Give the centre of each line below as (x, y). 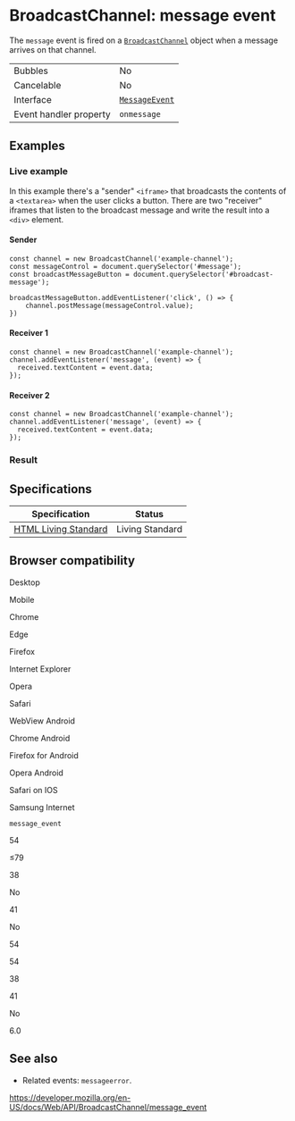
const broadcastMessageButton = (69, 274)
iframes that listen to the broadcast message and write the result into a (139, 210)
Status (149, 514)
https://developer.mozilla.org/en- (70, 1097)
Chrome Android (40, 738)
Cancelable (38, 85)
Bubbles (31, 71)
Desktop (25, 582)
